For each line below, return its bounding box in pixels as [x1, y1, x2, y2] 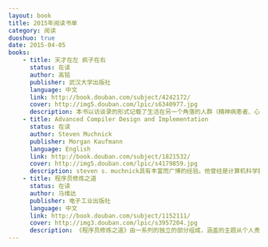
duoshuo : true [8, 33, 56, 42]
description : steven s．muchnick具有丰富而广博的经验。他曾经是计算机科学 [29, 167, 258, 175]
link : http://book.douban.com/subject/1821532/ [29, 152, 191, 160]
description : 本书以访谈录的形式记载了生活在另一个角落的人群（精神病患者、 [29, 108, 254, 116]
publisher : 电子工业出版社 [29, 197, 111, 205]
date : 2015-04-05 [8, 41, 66, 49]
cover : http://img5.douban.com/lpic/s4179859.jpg [29, 160, 198, 168]
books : [8, 49, 30, 57]
